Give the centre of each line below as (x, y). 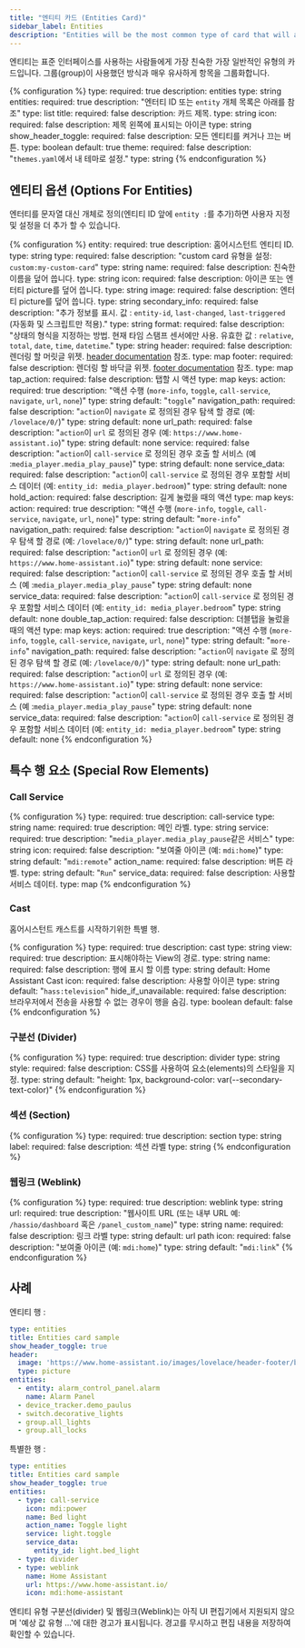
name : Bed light (57, 1517)
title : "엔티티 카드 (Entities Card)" (78, 18)
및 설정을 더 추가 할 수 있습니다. (65, 225)
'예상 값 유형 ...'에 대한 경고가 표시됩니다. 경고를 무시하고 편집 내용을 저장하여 (155, 1623)
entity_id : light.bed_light (87, 1551)
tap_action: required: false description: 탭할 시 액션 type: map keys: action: (148, 379)
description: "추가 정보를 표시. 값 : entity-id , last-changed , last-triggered (148, 313)
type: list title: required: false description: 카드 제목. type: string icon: (150, 114)
